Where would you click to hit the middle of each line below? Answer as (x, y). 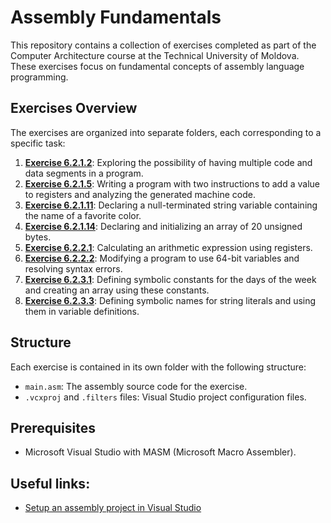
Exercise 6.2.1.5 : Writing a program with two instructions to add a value (172, 183)
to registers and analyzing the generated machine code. (140, 194)
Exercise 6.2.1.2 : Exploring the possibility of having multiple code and (168, 162)
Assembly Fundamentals (116, 17)
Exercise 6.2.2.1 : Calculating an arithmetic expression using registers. (168, 247)
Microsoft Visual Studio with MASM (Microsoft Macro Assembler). (160, 452)
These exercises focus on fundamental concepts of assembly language (157, 66)
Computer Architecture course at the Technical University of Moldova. (155, 55)
